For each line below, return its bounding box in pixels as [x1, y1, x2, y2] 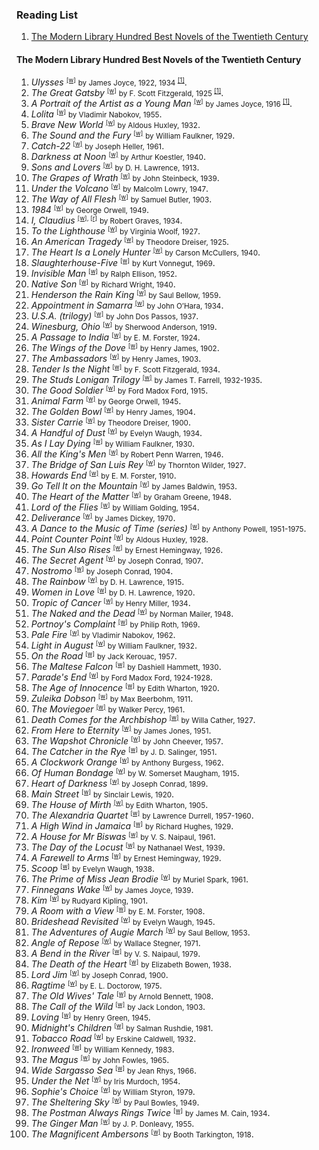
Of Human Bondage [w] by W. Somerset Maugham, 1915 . [30, 766, 240, 778]
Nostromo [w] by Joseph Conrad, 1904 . [30, 564, 174, 577]
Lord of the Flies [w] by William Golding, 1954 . [30, 501, 200, 513]
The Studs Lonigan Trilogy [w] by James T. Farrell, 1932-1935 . [30, 373, 263, 385]
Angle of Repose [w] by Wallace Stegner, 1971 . [30, 936, 201, 948]
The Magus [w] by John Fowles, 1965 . [30, 1053, 170, 1065]
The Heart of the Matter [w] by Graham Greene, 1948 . [30, 490, 233, 502]
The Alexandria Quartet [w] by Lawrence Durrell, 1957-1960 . [30, 809, 254, 821]
